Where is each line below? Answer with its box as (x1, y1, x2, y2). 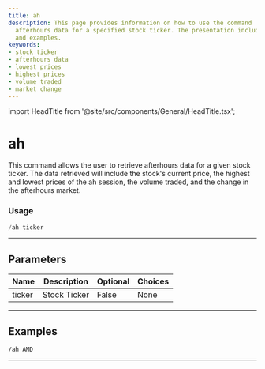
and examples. (15, 33, 62, 42)
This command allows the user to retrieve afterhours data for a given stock (8, 160, 251, 170)
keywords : (8, 41, 41, 49)
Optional (96, 276, 130, 287)
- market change (8, 85, 62, 93)
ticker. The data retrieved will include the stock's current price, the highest (8, 169, 250, 179)
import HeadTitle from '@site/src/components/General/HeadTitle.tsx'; (8, 107, 236, 116)
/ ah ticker (8, 223, 44, 232)
